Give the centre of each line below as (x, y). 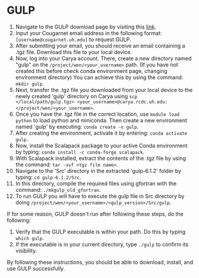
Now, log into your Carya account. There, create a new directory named (103, 58)
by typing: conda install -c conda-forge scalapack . (80, 151)
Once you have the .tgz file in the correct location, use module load (97, 114)
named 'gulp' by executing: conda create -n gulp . (77, 127)
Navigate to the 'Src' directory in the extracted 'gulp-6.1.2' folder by (98, 170)
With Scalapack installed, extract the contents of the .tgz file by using (101, 158)
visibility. (26, 251)
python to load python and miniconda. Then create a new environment (101, 120)
